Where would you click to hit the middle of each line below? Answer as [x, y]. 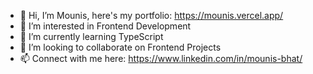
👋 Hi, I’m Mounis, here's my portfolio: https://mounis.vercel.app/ [151, 15]
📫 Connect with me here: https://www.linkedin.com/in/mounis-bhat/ [161, 58]
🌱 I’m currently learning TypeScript [91, 36]
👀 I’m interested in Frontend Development [105, 26]
